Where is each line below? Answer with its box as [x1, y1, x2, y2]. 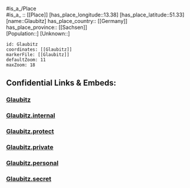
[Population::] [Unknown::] [6, 30, 71, 37]
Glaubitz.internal [6, 111, 56, 120]
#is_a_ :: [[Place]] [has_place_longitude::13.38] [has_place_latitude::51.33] [6, 11, 185, 18]
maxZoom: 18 [6, 62, 35, 68]
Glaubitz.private [6, 143, 54, 151]
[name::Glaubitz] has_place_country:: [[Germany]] [6, 18, 128, 24]
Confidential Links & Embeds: [6, 78, 116, 88]
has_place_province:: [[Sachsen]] [6, 24, 88, 31]
